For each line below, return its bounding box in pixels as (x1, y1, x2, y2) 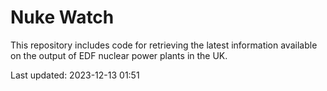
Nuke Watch (10, 6, 115, 29)
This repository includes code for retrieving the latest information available (10, 39, 318, 51)
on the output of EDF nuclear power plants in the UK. (10, 49, 228, 61)
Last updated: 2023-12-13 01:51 (10, 69, 140, 81)
